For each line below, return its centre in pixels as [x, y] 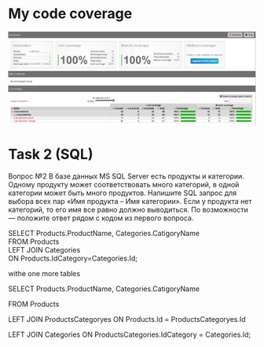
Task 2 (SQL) [51, 154]
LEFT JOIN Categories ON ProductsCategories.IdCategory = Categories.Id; [130, 334]
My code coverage [70, 14]
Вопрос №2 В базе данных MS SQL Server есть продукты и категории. [126, 176]
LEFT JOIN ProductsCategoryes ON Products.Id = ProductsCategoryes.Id [127, 319]
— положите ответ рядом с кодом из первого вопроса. [101, 218]
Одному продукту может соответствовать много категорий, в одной [124, 184]
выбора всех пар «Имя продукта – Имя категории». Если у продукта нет [130, 201]
